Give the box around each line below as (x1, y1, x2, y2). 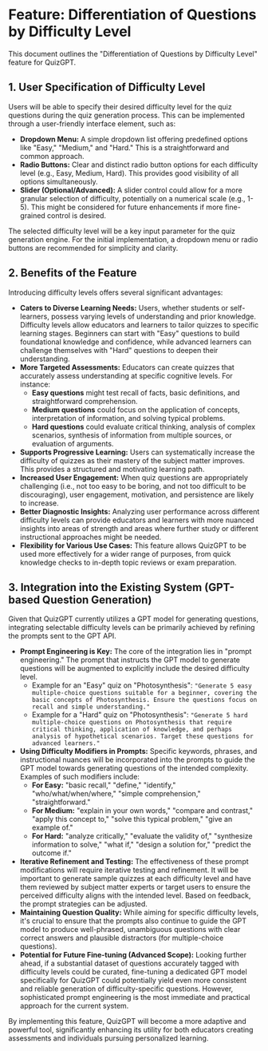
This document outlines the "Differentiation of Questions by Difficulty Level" (8, 49, 258, 58)
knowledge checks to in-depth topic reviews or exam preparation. (19, 557, 237, 567)
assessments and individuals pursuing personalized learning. (8, 1033, 209, 1043)
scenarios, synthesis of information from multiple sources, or (31, 430, 233, 440)
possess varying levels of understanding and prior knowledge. (50, 311, 257, 321)
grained (19, 210, 45, 220)
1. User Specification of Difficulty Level (8, 81, 206, 94)
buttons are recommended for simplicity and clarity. (8, 243, 179, 252)
